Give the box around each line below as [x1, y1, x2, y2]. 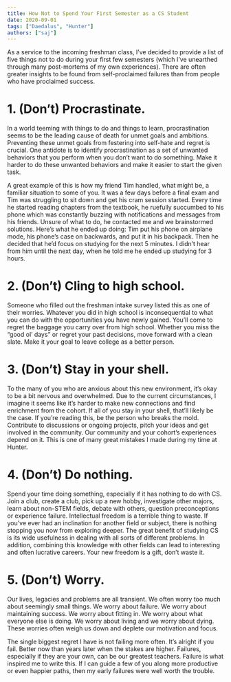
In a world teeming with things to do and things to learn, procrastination [7, 124, 210, 133]
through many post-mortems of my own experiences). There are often [7, 63, 206, 71]
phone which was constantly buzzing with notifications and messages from [7, 210, 221, 219]
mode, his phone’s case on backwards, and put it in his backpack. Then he [7, 232, 219, 241]
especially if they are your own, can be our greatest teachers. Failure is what [7, 652, 224, 660]
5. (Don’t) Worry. [7, 572, 105, 588]
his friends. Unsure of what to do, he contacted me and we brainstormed [7, 218, 214, 226]
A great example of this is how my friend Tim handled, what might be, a [7, 181, 210, 190]
